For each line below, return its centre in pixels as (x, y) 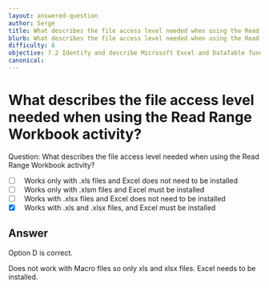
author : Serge (32, 23)
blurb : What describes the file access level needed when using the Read (134, 38)
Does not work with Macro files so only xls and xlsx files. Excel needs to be (132, 268)
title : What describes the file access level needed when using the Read (134, 30)
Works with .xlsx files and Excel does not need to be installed (124, 198)
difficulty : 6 (32, 46)
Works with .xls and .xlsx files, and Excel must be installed (120, 208)
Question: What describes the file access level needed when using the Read (134, 156)
